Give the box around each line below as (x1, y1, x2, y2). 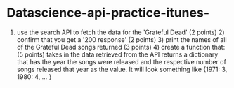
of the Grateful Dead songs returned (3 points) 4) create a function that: (16, 43, 226, 51)
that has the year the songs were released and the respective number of (16, 57, 226, 66)
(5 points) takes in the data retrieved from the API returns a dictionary (16, 50, 219, 59)
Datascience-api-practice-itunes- (6, 5, 210, 21)
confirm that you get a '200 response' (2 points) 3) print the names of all (16, 35, 227, 43)
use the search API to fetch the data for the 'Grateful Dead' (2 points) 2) (16, 28, 226, 36)
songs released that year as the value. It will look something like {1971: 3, (16, 65, 228, 73)
